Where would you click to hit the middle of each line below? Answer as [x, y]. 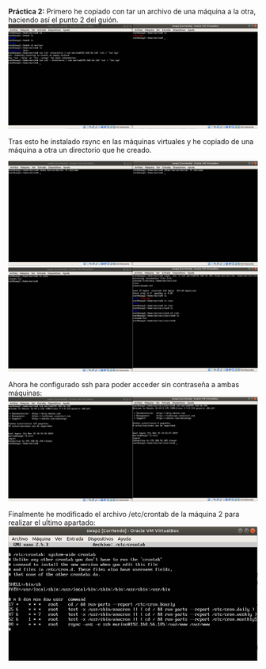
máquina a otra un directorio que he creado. [80, 150]
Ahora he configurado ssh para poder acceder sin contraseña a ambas [124, 385]
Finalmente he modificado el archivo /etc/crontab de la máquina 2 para [124, 515]
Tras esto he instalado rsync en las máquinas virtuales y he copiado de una [131, 141]
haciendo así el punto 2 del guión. [63, 20]
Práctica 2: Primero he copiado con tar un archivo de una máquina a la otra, [132, 11]
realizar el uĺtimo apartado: [52, 523]
